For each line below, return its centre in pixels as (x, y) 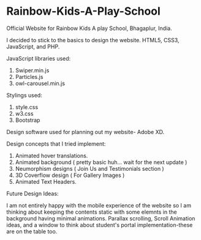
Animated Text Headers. (46, 181)
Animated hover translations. (51, 156)
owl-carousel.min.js (40, 83)
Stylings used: (25, 95)
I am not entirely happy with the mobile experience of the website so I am (99, 205)
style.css (27, 107)
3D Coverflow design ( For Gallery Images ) (70, 175)
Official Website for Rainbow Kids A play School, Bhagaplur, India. (89, 28)
